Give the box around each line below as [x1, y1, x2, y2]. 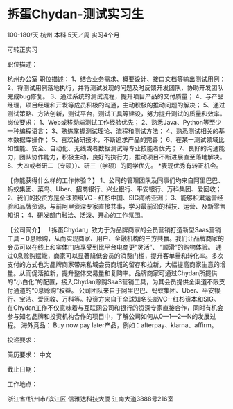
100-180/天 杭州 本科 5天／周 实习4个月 [7, 31, 120, 39]
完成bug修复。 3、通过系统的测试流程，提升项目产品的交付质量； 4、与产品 [7, 92, 224, 101]
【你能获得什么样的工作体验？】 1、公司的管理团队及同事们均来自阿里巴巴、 [7, 176, 224, 184]
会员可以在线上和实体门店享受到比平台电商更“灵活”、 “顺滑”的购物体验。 [7, 243, 214, 251]
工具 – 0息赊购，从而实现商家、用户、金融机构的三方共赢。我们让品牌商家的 [7, 234, 224, 243]
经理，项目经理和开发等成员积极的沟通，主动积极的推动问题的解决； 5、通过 [7, 101, 225, 109]
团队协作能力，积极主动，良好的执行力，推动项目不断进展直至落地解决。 [19, 153, 226, 161]
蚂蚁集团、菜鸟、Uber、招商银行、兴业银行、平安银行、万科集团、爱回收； [7, 184, 222, 193]
